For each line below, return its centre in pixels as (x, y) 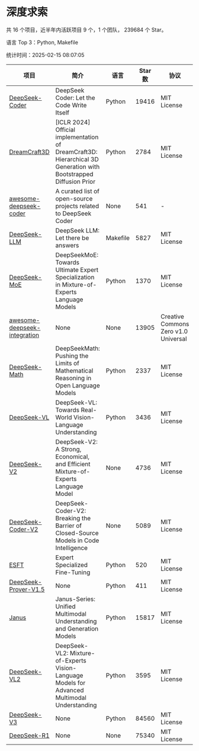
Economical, (73, 456)
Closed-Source (77, 533)
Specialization (75, 277)
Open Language (78, 385)
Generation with (78, 167)
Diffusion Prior (76, 182)
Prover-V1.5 (27, 589)
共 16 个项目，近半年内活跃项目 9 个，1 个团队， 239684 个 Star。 (86, 30)
